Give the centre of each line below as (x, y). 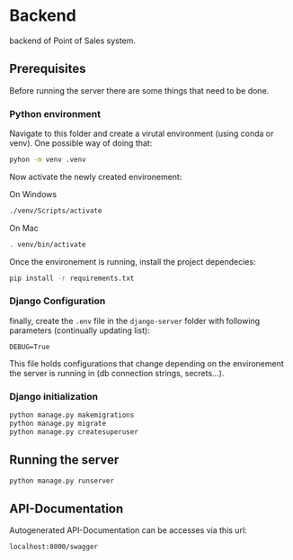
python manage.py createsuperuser (74, 432)
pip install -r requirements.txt (72, 278)
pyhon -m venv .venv (48, 160)
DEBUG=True (30, 347)
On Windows (33, 194)
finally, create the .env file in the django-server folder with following (135, 321)
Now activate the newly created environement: (96, 176)
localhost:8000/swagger (54, 547)
